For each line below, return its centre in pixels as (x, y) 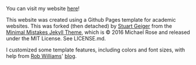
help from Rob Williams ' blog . (42, 56)
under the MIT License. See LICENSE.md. (56, 38)
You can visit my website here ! (43, 8)
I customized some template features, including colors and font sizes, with (96, 50)
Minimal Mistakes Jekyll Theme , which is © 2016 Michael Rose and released (98, 32)
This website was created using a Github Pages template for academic (91, 20)
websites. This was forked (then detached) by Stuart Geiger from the (89, 26)
